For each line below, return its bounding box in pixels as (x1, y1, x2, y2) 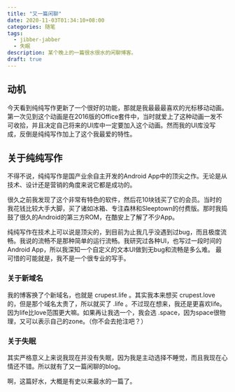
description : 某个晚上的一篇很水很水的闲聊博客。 (7, 50, 137, 57)
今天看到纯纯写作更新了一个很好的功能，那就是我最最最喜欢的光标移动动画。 (7, 103, 228, 112)
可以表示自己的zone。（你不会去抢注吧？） (25, 316, 148, 325)
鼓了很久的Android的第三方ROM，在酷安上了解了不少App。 (7, 213, 179, 221)
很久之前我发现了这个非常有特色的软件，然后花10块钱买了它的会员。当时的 (7, 195, 222, 204)
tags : (7, 29, 23, 37)
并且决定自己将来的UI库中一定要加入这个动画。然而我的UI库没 (31, 120, 210, 129)
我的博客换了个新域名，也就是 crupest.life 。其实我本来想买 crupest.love (7, 290, 215, 299)
